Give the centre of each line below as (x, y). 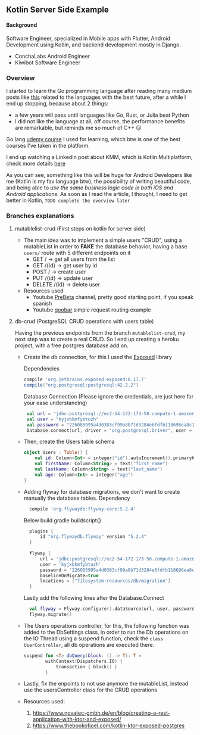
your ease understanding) (55, 403)
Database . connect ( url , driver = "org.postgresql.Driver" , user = (109, 430)
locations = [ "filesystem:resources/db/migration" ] (105, 581)
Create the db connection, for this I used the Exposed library (98, 357)
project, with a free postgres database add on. (72, 345)
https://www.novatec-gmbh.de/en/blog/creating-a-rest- (101, 713)
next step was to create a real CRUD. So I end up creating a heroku (97, 340)
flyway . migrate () (51, 615)
